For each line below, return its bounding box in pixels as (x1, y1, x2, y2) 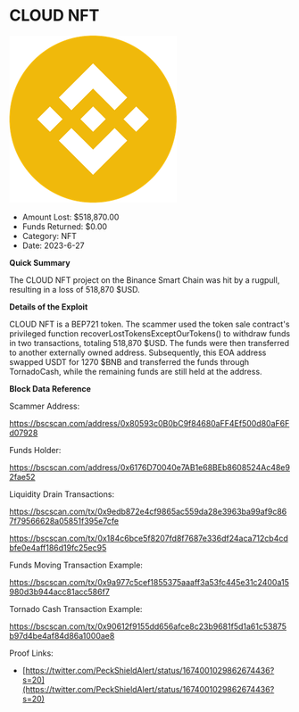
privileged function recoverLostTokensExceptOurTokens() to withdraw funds (9, 327, 291, 339)
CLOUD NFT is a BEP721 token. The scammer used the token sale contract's (9, 319, 290, 329)
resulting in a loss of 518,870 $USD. (9, 284, 140, 294)
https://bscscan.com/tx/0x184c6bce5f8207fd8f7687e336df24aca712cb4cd (9, 533, 288, 543)
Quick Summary (9, 257, 71, 268)
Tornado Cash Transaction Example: (9, 603, 143, 614)
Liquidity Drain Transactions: (9, 488, 114, 500)
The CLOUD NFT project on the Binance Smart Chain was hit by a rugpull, (9, 274, 280, 286)
